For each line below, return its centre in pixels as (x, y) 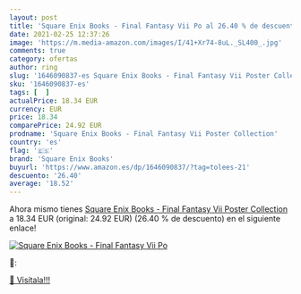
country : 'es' (36, 142)
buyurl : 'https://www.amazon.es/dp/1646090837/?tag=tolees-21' (130, 167)
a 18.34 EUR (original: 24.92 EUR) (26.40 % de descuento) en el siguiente (145, 219)
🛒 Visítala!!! (30, 280)
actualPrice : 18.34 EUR (54, 101)
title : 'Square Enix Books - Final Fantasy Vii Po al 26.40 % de (133, 26)
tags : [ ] (30, 92)
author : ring (34, 68)
